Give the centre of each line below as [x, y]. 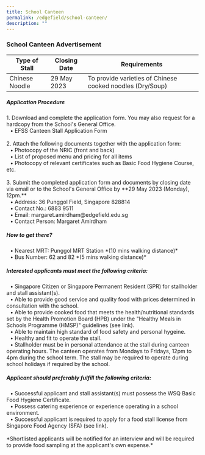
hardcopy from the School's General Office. [61, 124]
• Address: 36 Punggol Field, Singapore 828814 [70, 202]
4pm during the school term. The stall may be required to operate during [97, 358]
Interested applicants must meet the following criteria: [77, 271]
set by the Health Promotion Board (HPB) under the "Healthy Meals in [94, 319]
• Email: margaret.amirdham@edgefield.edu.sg [69, 214]
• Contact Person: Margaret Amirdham [59, 221]
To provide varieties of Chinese [132, 78]
